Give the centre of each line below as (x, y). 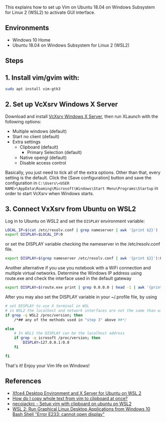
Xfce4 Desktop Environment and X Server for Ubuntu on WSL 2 (77, 393)
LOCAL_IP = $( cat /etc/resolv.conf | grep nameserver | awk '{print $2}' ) (82, 230)
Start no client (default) (36, 136)
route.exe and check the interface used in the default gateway (68, 278)
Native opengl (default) (43, 158)
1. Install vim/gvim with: (42, 78)
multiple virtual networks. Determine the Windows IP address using (74, 273)
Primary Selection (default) (54, 152)
